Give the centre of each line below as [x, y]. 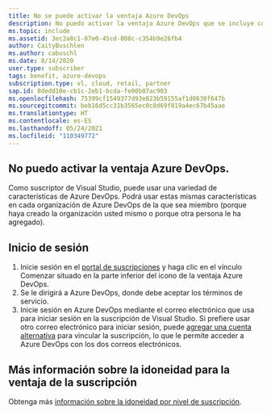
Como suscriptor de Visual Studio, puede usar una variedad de [113, 188]
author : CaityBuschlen [46, 46]
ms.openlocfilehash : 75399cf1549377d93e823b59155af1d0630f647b [117, 98]
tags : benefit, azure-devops [57, 76]
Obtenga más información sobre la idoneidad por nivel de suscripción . [125, 402]
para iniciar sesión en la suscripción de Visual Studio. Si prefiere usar [135, 319]
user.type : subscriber [46, 69]
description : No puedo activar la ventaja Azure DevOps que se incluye [131, 23]
